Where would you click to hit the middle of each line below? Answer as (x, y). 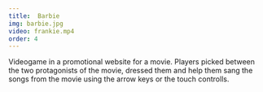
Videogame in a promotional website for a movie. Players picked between (131, 62)
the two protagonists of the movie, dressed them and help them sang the (131, 71)
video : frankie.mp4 (42, 31)
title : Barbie (34, 16)
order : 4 (23, 39)
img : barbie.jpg (36, 24)
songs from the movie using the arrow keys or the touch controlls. (119, 79)
